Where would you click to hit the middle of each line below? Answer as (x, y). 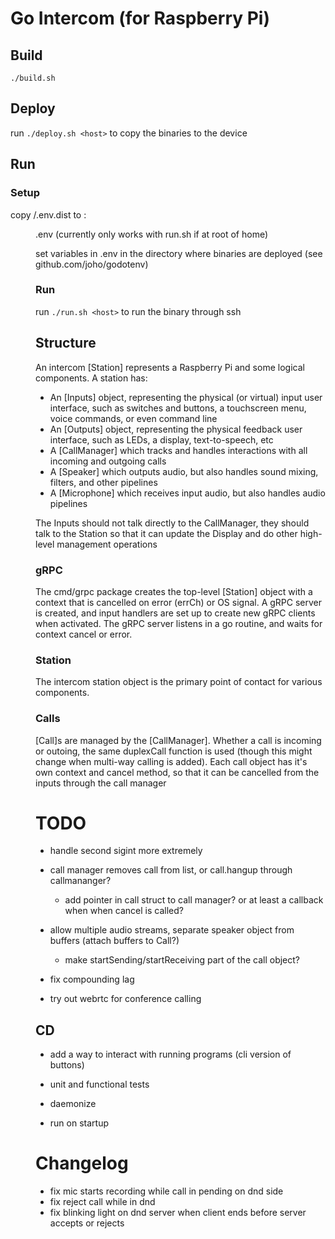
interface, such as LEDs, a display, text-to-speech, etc (161, 439)
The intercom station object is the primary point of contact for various (179, 682)
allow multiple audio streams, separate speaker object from (172, 930)
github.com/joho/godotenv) (92, 264)
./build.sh (33, 78)
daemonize (73, 1104)
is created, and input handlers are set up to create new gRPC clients (175, 613)
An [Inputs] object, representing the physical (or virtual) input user (186, 397)
